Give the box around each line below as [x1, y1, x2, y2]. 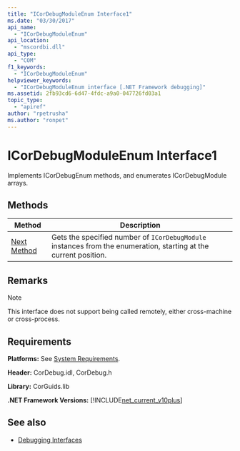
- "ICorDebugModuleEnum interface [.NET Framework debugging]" [14, 83, 206, 91]
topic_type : [7, 97, 43, 104]
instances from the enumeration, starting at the [51, 241, 209, 251]
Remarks [7, 274, 49, 286]
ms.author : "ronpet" [7, 116, 69, 123]
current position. [51, 250, 107, 260]
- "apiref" [14, 103, 46, 111]
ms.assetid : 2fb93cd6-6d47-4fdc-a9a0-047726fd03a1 [7, 90, 161, 97]
